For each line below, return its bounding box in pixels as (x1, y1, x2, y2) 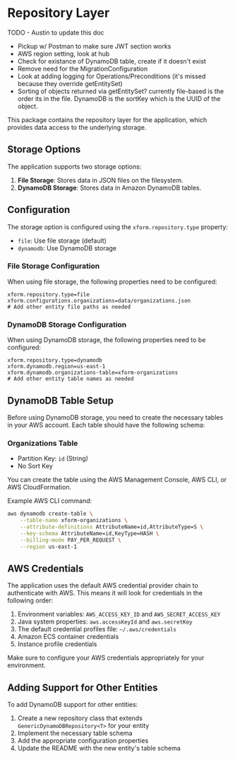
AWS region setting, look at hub (17, 49, 110, 58)
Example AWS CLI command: (7, 497, 92, 505)
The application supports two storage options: (7, 162, 142, 171)
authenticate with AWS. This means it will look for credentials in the (7, 589, 203, 597)
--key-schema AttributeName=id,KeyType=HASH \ (20, 530, 159, 537)
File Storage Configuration (7, 261, 100, 271)
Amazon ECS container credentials (17, 633, 119, 641)
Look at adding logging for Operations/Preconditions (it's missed (17, 72, 206, 80)
